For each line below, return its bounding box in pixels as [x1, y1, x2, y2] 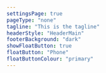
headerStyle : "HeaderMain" [6, 29, 85, 37]
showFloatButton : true [6, 42, 72, 49]
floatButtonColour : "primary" [6, 56, 94, 63]
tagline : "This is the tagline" [6, 23, 100, 30]
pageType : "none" [6, 17, 57, 24]
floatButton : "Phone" [6, 49, 69, 56]
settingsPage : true [6, 10, 63, 17]
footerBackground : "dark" [6, 36, 81, 43]
